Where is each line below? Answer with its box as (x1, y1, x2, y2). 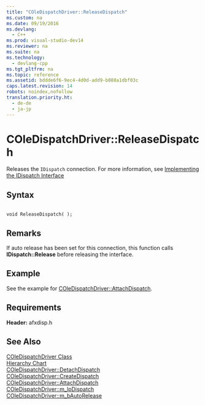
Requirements (6, 303, 61, 313)
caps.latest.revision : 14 (6, 83, 72, 89)
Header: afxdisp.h (6, 319, 53, 326)
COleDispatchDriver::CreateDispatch (6, 372, 99, 380)
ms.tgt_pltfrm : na (6, 66, 53, 72)
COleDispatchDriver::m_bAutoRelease (6, 392, 102, 399)
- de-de (12, 100, 32, 106)
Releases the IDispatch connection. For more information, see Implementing (6, 165, 199, 173)
